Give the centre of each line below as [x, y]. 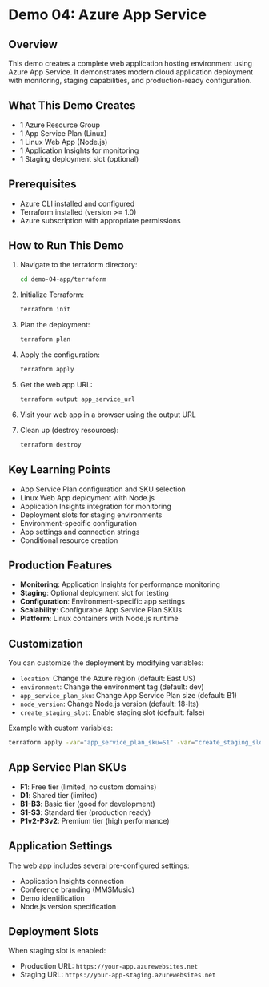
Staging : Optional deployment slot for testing [94, 593]
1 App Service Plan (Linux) [63, 133]
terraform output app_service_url [77, 399]
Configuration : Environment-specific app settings [102, 601]
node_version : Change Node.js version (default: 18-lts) [109, 704]
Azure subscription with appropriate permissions [100, 220]
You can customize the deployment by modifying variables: [106, 663]
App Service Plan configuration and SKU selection [102, 489]
